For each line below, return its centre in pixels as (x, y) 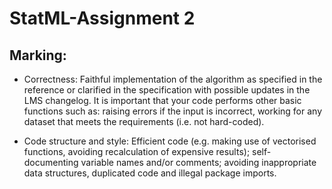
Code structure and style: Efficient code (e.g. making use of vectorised (170, 141)
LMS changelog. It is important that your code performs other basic (162, 100)
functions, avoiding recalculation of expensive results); (137, 151)
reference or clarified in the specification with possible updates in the (167, 90)
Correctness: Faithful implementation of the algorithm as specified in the (173, 79)
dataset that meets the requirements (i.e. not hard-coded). (144, 121)
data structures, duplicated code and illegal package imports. (150, 173)
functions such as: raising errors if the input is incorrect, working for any (173, 111)
